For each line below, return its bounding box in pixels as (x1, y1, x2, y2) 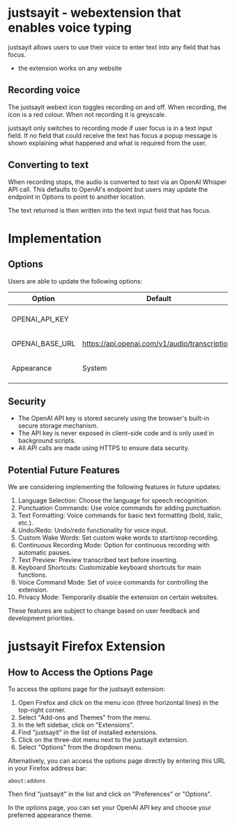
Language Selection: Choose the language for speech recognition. (17, 496, 209, 505)
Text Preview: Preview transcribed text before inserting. (17, 556, 179, 564)
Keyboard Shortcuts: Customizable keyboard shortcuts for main (17, 563, 202, 572)
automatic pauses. (17, 548, 72, 557)
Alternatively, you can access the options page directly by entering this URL (8, 757, 226, 765)
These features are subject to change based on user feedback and (8, 607, 200, 615)
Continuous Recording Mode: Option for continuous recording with (17, 541, 210, 549)
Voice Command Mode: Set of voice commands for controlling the (17, 578, 209, 587)
